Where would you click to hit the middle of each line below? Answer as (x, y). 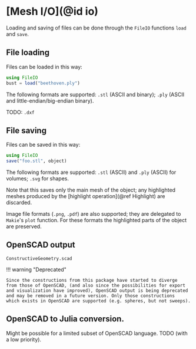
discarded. (19, 203)
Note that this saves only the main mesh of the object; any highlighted (91, 190)
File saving (26, 131)
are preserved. (24, 226)
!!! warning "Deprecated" (36, 269)
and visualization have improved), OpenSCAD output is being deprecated (97, 291)
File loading (28, 53)
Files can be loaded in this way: (44, 67)
